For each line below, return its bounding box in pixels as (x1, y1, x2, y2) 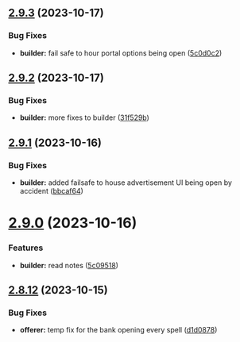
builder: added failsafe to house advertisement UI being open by (19, 178, 233, 187)
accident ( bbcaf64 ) (19, 186, 83, 196)
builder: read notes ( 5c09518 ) (19, 260, 119, 270)
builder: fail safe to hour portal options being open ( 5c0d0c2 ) (19, 48, 223, 58)
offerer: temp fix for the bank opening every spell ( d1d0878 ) (19, 325, 218, 335)
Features (8, 242, 44, 253)
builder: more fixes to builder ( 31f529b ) (19, 113, 149, 122)
